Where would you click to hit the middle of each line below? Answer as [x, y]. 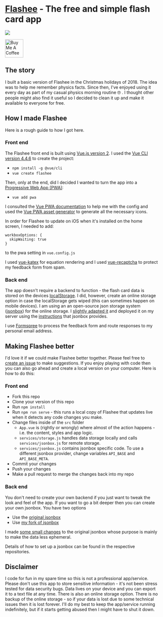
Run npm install [29, 407]
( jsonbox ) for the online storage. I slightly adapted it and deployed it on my [80, 311]
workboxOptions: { [24, 235]
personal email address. [29, 331]
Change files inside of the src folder [48, 422]
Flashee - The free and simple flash [78, 9]
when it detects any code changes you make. [57, 417]
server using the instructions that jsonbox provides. [57, 316]
